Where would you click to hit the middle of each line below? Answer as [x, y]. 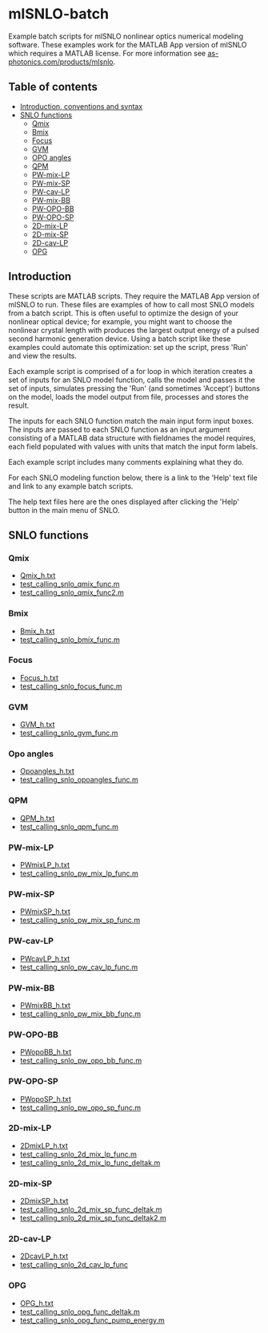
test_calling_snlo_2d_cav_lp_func [74, 1265]
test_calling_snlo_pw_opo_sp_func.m [80, 1107]
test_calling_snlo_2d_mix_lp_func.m [78, 1154]
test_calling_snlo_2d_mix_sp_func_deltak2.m [93, 1218]
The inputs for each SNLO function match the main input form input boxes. [131, 421]
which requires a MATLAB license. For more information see [107, 53]
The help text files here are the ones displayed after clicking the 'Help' [124, 502]
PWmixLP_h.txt [45, 865]
